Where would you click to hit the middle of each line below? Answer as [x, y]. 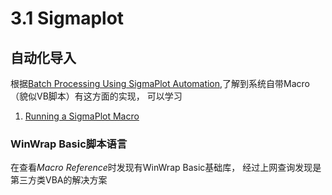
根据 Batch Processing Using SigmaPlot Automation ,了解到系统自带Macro [160, 83]
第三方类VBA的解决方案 [59, 180]
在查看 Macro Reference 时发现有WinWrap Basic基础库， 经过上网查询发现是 [166, 168]
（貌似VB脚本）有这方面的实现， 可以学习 [96, 96]
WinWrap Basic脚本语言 [69, 144]
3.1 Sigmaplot [67, 18]
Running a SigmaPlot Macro [82, 116]
